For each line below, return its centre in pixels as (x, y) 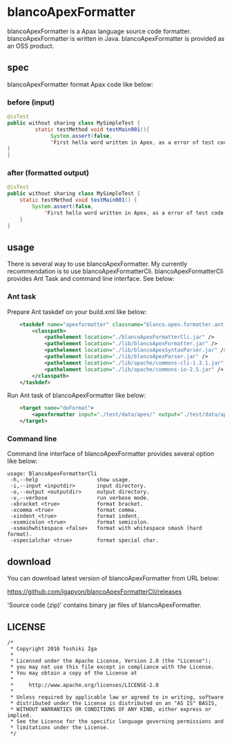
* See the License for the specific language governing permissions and (117, 722)
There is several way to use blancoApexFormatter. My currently (97, 264)
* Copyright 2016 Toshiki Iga (54, 649)
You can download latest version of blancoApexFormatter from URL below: (113, 578)
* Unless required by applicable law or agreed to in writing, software (117, 697)
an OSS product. (31, 46)
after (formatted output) (48, 173)
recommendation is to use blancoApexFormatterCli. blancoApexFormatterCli (115, 271)
